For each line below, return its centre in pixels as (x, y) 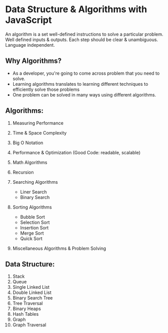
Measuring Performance (38, 123)
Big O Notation (28, 143)
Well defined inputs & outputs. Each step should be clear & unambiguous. (82, 40)
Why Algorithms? (33, 61)
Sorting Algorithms (32, 207)
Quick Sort (31, 238)
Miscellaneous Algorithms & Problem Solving (59, 248)
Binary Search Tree (33, 298)
